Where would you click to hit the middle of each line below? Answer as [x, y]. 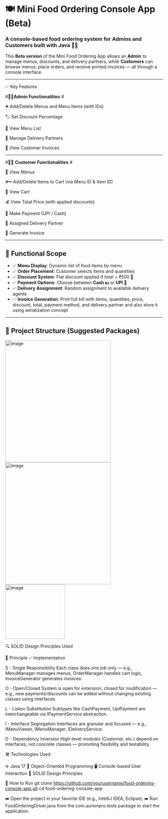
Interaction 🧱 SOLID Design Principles [44, 773]
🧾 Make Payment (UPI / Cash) [36, 214]
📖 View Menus [20, 172]
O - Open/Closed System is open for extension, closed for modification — [81, 688]
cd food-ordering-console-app [70, 788]
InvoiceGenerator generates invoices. [44, 679]
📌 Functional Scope [36, 253]
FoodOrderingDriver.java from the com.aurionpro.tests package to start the [82, 806]
